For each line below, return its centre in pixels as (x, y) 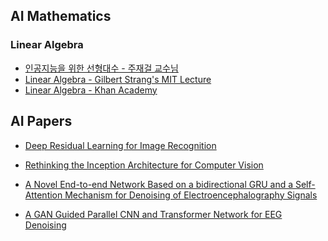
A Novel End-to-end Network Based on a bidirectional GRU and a (159, 184)
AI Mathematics (61, 16)
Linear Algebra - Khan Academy (91, 90)
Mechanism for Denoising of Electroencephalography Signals (191, 195)
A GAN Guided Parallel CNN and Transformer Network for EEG (153, 214)
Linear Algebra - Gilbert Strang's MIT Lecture (118, 79)
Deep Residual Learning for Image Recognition (120, 145)
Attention (43, 195)
